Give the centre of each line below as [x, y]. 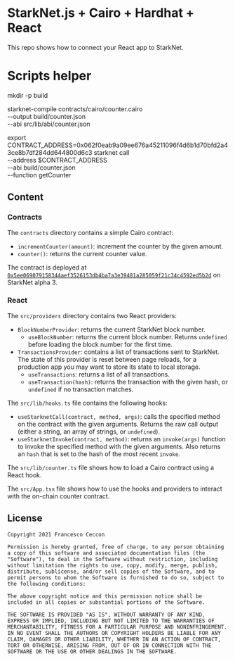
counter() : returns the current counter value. [82, 253]
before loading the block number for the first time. [100, 344]
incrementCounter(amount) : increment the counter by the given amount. [120, 246]
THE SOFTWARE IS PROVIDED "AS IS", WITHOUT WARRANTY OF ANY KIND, [106, 615]
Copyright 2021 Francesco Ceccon [56, 534]
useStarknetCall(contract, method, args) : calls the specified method [119, 416]
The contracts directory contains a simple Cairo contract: [90, 232]
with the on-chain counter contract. [59, 496]
